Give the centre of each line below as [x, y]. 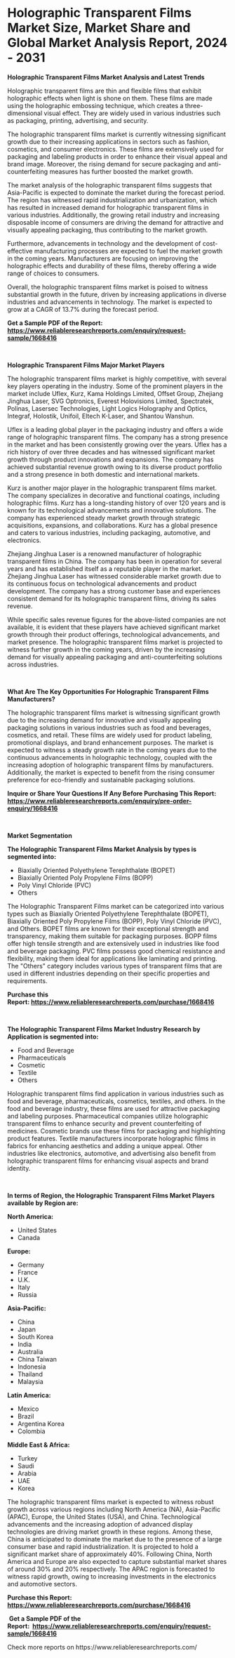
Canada [29, 1237]
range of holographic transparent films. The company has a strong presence [118, 437]
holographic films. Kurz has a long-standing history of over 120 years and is [116, 503]
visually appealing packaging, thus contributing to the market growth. [108, 230]
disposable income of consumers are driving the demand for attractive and [115, 222]
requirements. [27, 980]
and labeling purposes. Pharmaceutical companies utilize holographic [108, 1116]
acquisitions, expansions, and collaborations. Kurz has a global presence [113, 525]
